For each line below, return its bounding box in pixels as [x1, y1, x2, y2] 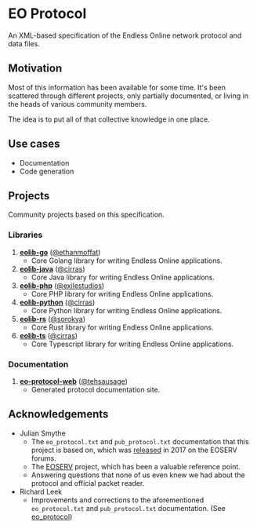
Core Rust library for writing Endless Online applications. [31, 323, 214, 332]
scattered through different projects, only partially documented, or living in [8, 91, 249, 100]
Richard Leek [19, 487, 63, 496]
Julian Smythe [19, 429, 67, 438]
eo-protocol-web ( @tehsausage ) [19, 376, 128, 385]
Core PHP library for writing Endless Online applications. [31, 289, 214, 298]
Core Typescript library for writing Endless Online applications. [31, 339, 234, 348]
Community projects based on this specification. [8, 210, 165, 220]
